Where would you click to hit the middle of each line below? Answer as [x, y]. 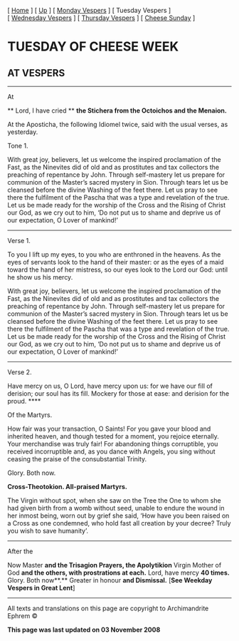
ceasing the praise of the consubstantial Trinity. [77, 459]
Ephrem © [22, 616]
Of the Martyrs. [30, 415]
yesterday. [23, 132]
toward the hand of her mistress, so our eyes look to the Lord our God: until [118, 270]
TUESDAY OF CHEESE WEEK [93, 47]
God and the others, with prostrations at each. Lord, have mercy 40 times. [118, 573]
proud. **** [24, 401]
